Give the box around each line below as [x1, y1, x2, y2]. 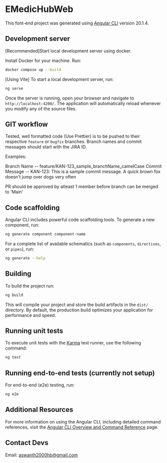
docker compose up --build [5, 67, 61, 72]
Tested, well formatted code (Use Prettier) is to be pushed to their [5, 133, 141, 139]
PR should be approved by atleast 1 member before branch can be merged [5, 183, 159, 189]
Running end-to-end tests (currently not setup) [5, 368, 156, 377]
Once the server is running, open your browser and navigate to [5, 95, 135, 101]
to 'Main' [5, 189, 23, 195]
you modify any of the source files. [5, 105, 77, 111]
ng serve [5, 86, 23, 91]
